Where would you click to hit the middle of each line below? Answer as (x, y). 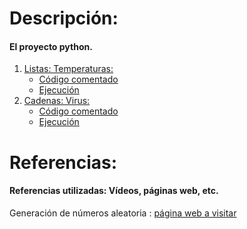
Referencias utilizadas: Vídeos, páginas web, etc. (114, 191)
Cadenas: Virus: (57, 101)
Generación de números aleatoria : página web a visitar (123, 213)
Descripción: (64, 18)
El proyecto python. (51, 46)
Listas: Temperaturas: (68, 69)
